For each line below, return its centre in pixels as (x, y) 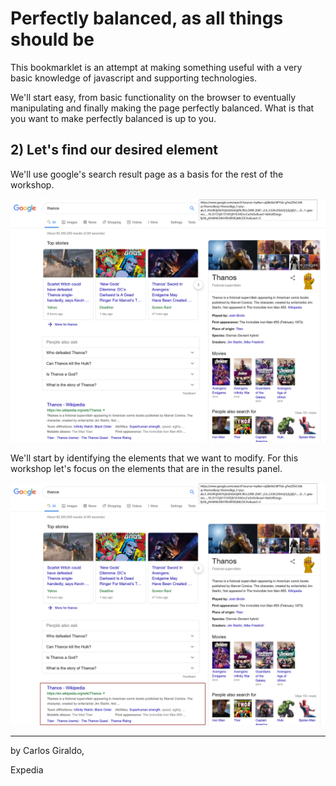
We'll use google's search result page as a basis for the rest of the (147, 174)
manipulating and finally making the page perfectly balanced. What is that (162, 108)
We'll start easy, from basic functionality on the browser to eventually (153, 97)
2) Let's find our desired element (114, 150)
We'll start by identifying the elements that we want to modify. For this (154, 458)
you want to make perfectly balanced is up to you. (113, 118)
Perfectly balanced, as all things (147, 18)
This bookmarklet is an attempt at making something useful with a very (156, 67)
